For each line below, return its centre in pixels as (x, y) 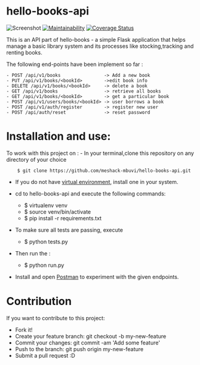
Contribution (39, 301)
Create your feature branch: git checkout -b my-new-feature (91, 336)
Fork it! (24, 330)
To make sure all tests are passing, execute (69, 230)
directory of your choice (36, 159)
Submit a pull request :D (45, 355)
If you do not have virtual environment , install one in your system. (97, 182)
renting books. (24, 52)
